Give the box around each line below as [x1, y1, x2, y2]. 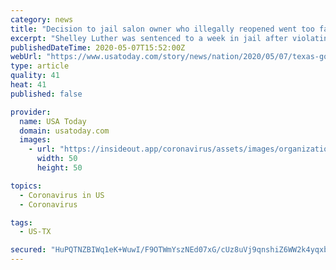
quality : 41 [10, 71, 60, 81]
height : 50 [36, 163, 83, 173]
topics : [10, 181, 43, 191]
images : [19, 135, 52, 145]
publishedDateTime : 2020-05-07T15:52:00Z [10, 42, 186, 53]
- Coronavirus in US [19, 190, 105, 200]
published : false [10, 89, 83, 99]
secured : [10, 245, 47, 255]
